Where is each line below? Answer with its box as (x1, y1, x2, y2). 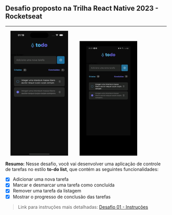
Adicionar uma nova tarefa (12, 176, 69, 182)
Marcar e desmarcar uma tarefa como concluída (12, 182, 115, 188)
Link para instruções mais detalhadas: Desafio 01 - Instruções (17, 204, 148, 210)
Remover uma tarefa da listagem (12, 188, 81, 194)
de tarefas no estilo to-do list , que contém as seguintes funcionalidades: (5, 166, 159, 173)
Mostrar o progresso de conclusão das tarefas (12, 193, 111, 200)
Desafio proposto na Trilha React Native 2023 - (5, 4, 159, 13)
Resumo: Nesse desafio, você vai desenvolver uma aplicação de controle (5, 161, 161, 167)
